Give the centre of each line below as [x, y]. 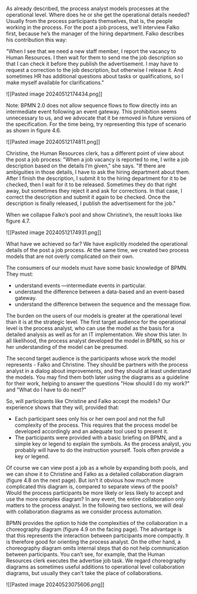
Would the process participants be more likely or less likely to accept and [95, 493]
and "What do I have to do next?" [46, 390]
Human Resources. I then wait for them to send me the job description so [95, 57]
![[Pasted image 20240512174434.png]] [54, 94]
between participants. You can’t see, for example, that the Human [86, 554]
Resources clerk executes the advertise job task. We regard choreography [96, 560]
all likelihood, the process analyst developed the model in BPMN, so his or [96, 341]
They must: [20, 274]
